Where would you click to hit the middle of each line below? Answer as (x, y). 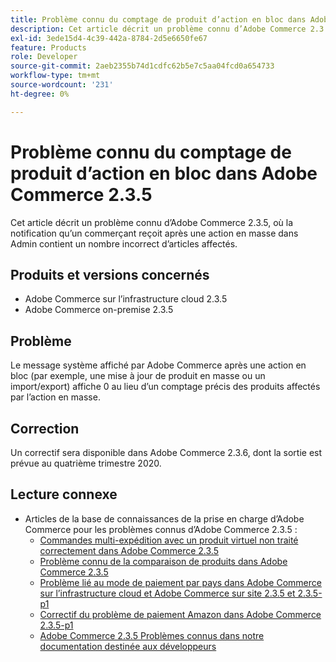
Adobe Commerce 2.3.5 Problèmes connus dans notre (152, 635)
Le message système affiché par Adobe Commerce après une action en (158, 365)
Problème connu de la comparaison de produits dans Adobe (163, 561)
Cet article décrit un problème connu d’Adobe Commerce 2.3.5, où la (152, 222)
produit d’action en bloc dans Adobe (164, 173)
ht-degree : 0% (40, 94)
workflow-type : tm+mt (55, 76)
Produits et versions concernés (110, 274)
